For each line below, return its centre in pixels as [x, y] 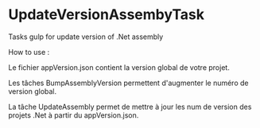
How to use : [29, 52]
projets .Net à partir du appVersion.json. [74, 115]
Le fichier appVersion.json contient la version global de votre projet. [119, 67]
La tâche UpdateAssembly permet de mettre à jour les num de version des [130, 107]
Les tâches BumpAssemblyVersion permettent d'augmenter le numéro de [128, 83]
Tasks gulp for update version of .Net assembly [86, 37]
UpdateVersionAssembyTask [107, 15]
